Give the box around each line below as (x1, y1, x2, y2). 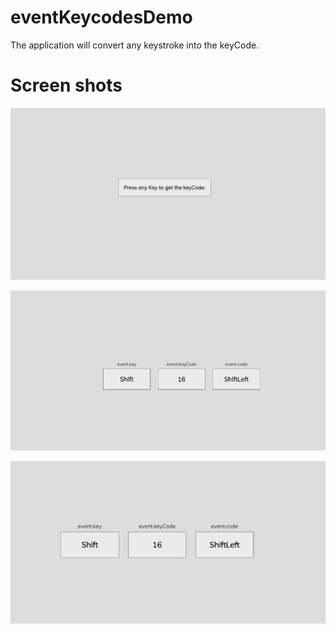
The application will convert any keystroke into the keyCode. (10, 39, 260, 51)
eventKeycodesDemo (10, 6, 193, 29)
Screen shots (10, 74, 123, 97)
